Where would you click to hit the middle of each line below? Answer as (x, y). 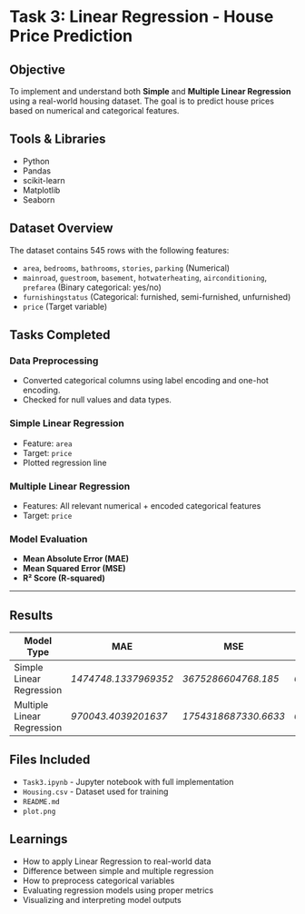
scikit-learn (44, 180)
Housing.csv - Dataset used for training (95, 791)
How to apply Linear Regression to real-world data (117, 861)
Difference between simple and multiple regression (118, 870)
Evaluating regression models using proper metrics (118, 890)
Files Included (50, 760)
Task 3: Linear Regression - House (142, 17)
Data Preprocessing (54, 361)
